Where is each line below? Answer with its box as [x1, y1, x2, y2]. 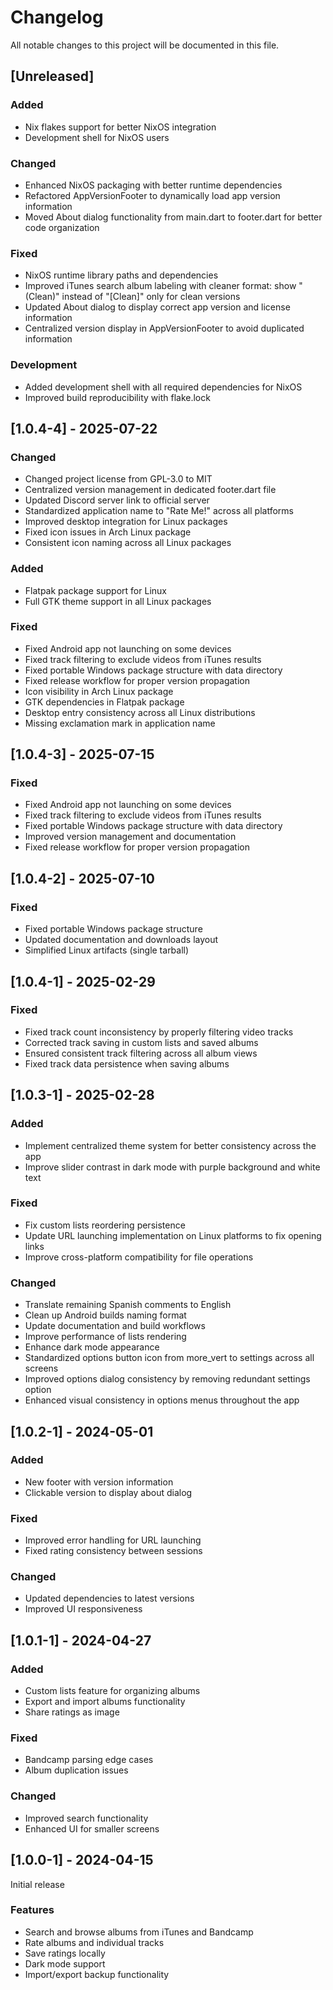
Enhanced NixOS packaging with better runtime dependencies [24, 179, 283, 191]
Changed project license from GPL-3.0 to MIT [24, 473, 213, 485]
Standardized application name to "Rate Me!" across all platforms [24, 505, 294, 517]
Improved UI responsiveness [24, 1603, 143, 1615]
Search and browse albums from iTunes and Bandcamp [24, 1926, 254, 1938]
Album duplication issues [24, 1764, 129, 1776]
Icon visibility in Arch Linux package [24, 685, 174, 697]
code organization [24, 221, 100, 233]
